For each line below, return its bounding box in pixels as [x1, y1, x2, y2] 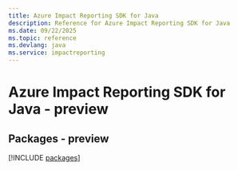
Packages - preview [8, 132, 109, 145]
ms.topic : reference [8, 34, 77, 42]
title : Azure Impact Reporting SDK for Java [8, 11, 159, 20]
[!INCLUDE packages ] [8, 153, 81, 162]
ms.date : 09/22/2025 [8, 26, 77, 34]
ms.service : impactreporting [8, 49, 105, 57]
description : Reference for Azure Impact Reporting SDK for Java [8, 19, 230, 27]
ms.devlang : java [8, 42, 66, 49]
